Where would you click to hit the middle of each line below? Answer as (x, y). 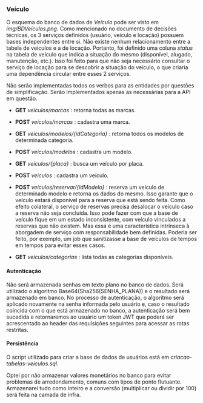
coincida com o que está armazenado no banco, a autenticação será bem (98, 310)
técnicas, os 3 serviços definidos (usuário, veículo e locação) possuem (95, 35)
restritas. (17, 330)
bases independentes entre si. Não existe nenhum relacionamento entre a (98, 42)
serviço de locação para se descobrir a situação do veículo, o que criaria (97, 67)
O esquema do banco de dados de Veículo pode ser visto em (83, 22)
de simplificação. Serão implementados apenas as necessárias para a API (98, 92)
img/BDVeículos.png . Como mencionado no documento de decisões (92, 29)
